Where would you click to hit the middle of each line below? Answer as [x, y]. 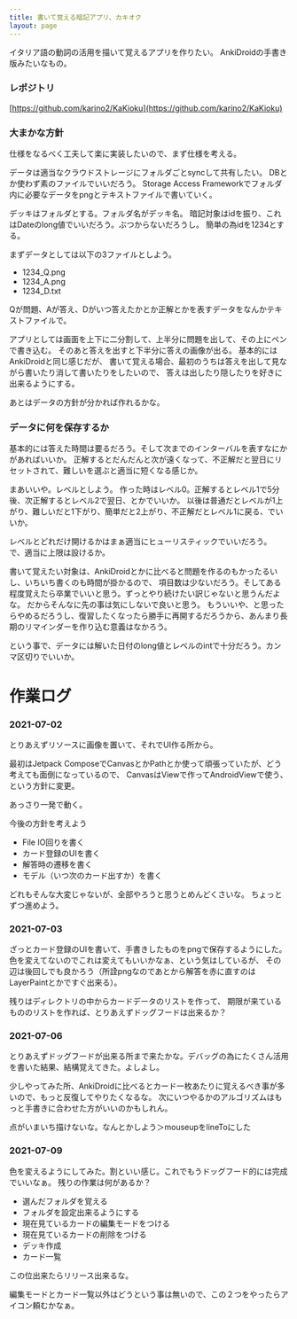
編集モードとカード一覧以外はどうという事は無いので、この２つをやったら [145, 1294]
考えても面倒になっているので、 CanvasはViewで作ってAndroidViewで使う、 [148, 774]
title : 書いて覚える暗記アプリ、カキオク [75, 17]
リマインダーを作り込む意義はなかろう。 [98, 627]
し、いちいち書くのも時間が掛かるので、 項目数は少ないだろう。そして [137, 582]
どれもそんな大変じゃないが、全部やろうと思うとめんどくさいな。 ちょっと [146, 894]
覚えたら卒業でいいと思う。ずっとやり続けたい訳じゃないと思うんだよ [152, 594]
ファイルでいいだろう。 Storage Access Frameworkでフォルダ [169, 183]
